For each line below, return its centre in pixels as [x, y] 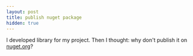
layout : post [23, 12]
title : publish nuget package [44, 17]
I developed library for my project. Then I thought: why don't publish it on [97, 40]
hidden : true [23, 23]
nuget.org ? [20, 46]
